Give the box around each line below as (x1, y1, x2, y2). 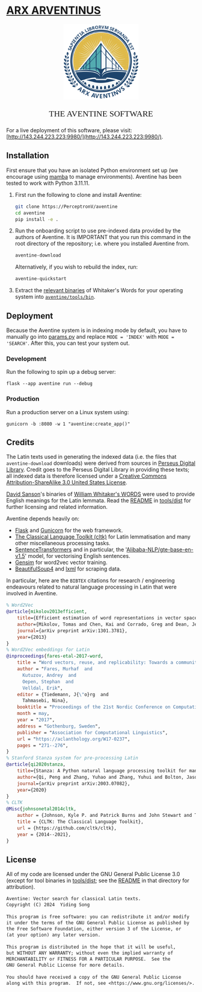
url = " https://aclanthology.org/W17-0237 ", (17, 736, 130, 742)
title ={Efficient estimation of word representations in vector (17, 615, 182, 621)
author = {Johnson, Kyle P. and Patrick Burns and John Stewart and (17, 813, 192, 819)
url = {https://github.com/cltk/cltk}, (17, 825, 117, 831)
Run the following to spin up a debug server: (6, 368, 116, 376)
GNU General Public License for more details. (6, 962, 125, 968)
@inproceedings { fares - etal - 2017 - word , (6, 653, 103, 659)
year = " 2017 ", (17, 717, 55, 723)
